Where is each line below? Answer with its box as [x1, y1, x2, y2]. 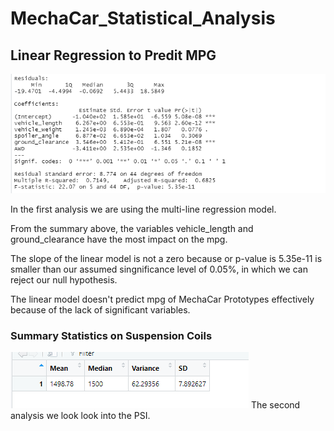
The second [250, 399, 301, 411]
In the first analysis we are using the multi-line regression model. [10, 203, 277, 215]
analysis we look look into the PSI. [10, 410, 151, 422]
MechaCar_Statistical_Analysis [10, 7, 276, 30]
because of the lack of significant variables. [10, 303, 191, 316]
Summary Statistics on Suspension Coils [10, 328, 213, 342]
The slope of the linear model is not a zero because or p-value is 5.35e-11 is [10, 252, 323, 264]
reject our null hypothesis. [10, 273, 118, 286]
